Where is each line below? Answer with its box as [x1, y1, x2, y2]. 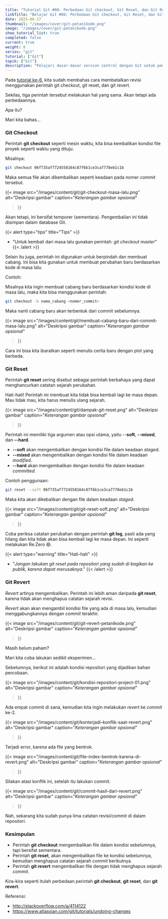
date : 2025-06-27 [5, 17, 41, 22]
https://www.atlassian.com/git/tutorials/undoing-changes [12, 908, 131, 914]
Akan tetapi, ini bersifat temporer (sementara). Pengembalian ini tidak [5, 214, 148, 220]
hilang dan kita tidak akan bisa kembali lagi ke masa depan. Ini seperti [5, 536, 149, 542]
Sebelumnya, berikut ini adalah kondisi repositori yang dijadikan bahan [5, 664, 150, 670]
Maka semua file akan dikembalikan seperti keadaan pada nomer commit [5, 174, 156, 180]
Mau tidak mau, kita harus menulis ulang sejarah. [5, 397, 106, 403]
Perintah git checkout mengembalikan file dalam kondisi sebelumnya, [12, 842, 156, 848]
